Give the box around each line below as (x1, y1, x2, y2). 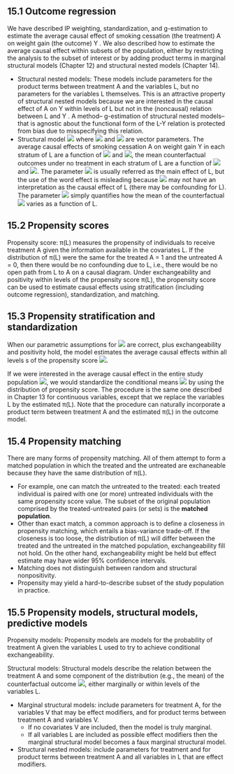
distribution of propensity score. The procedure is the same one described (7, 385, 222, 394)
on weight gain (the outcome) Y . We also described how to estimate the (7, 38, 215, 47)
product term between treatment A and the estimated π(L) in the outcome (7, 408, 219, 416)
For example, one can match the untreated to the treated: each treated (17, 482, 220, 491)
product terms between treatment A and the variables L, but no (17, 82, 199, 90)
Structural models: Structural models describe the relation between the (7, 664, 212, 673)
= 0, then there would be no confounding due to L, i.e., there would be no (7, 260, 218, 269)
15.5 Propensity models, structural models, (7, 606, 198, 618)
